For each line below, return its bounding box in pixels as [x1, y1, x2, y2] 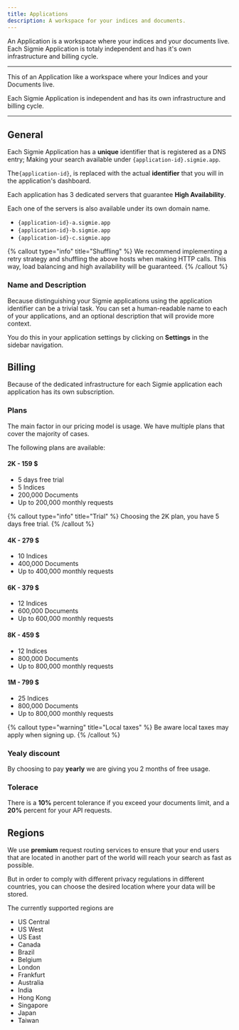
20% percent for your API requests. [7, 806, 112, 814]
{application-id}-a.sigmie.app [17, 219, 111, 227]
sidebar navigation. [7, 340, 64, 349]
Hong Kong [17, 994, 51, 1002]
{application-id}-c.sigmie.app [17, 235, 111, 242]
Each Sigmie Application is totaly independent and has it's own [7, 44, 192, 53]
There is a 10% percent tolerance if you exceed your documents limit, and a [7, 799, 230, 807]
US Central [17, 918, 50, 927]
